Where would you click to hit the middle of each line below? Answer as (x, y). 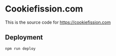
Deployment (24, 37)
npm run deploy (20, 49)
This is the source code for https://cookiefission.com (58, 22)
